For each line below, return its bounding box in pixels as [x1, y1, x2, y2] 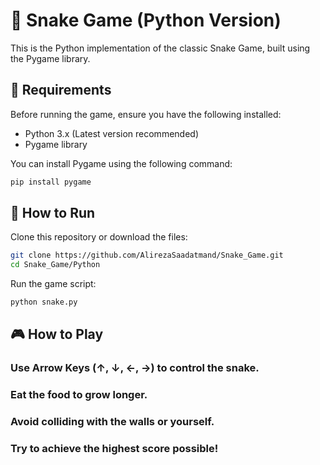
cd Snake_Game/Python [10, 260, 101, 270]
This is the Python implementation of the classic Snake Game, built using [10, 42, 311, 54]
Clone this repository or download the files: [10, 231, 188, 243]
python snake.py [10, 297, 78, 308]
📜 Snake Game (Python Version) [10, 9, 282, 32]
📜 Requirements [10, 82, 112, 99]
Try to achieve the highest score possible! [10, 442, 219, 456]
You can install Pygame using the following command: [10, 157, 233, 169]
